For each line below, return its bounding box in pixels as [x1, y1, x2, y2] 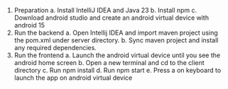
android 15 [13, 21, 45, 29]
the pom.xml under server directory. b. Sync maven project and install [13, 36, 219, 44]
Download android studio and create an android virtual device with [13, 13, 210, 22]
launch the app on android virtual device [13, 73, 133, 82]
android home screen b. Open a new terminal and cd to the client [13, 59, 205, 66]
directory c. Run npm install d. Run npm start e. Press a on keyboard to [13, 66, 222, 74]
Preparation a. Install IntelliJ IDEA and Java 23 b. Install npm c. [13, 6, 197, 14]
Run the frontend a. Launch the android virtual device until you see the [13, 51, 221, 59]
